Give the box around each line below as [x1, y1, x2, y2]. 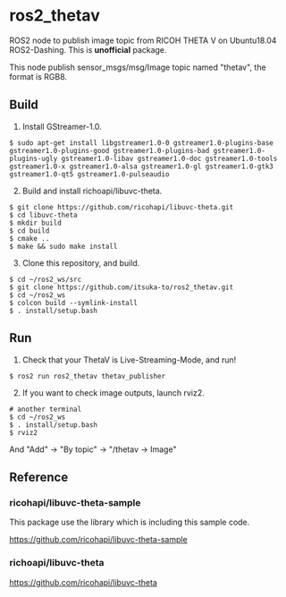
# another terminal [9, 405, 82, 414]
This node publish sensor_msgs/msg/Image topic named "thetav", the [9, 62, 266, 72]
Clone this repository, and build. [21, 257, 140, 269]
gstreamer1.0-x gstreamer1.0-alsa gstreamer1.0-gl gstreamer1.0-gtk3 [9, 162, 274, 171]
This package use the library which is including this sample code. [9, 516, 250, 528]
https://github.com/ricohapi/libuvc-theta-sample [9, 534, 188, 545]
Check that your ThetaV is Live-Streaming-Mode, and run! [21, 354, 237, 365]
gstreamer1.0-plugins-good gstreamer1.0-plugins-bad [9, 146, 210, 155]
